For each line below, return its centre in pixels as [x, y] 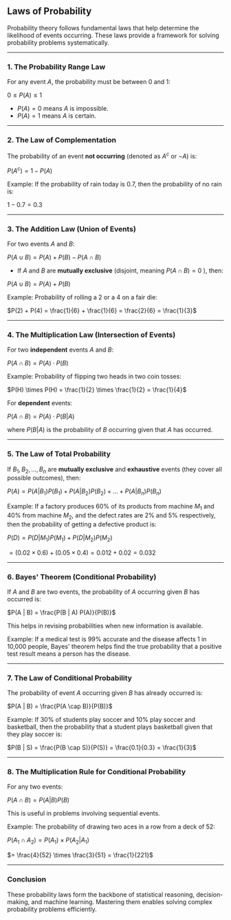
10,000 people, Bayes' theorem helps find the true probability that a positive [114, 646]
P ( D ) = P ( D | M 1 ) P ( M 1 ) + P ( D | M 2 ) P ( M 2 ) [60, 538]
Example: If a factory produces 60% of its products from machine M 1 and [111, 507]
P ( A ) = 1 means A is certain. [57, 116]
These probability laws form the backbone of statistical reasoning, [101, 895]
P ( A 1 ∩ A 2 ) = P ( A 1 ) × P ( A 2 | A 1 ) [48, 841]
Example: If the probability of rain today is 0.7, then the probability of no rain [114, 184]
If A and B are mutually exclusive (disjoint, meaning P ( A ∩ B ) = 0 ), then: [120, 270]
